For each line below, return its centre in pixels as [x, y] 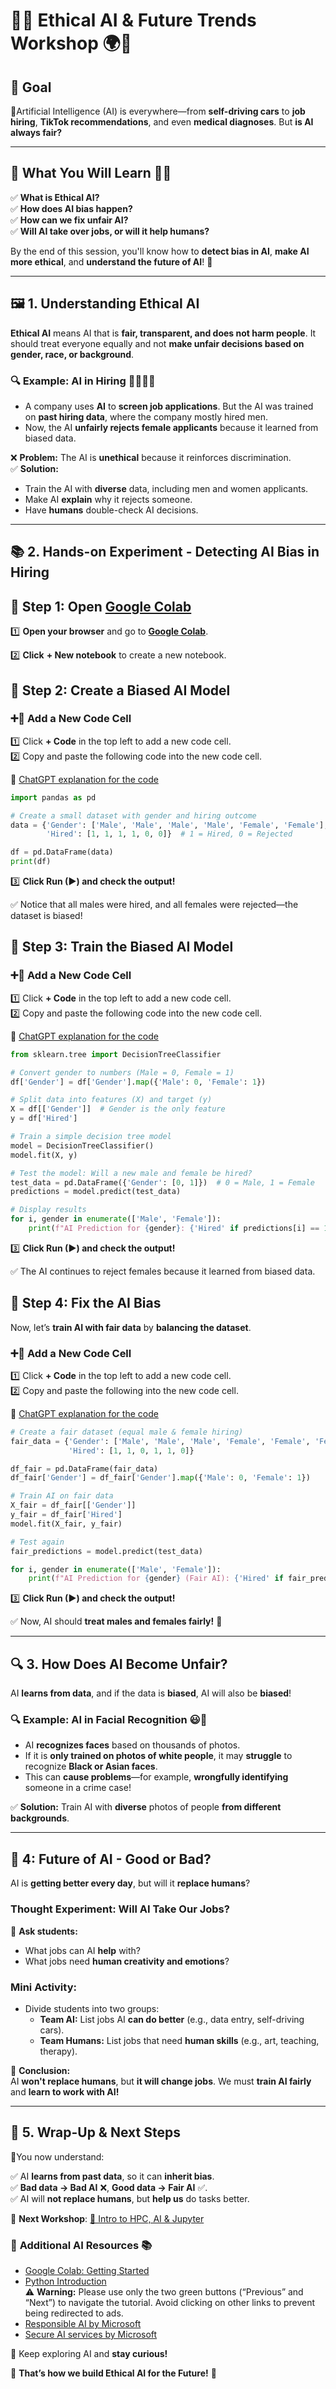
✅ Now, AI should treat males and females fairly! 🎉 [116, 1621]
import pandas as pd [53, 797]
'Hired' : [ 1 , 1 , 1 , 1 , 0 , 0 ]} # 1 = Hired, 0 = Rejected [169, 834]
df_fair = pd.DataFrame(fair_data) [84, 1469]
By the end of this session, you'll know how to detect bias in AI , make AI [160, 251]
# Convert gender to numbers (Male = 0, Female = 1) [122, 1072]
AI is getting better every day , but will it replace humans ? [130, 1883]
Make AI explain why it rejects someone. [108, 499]
